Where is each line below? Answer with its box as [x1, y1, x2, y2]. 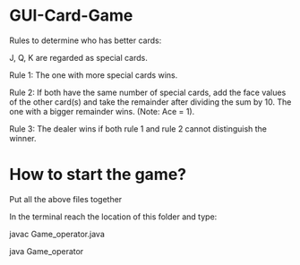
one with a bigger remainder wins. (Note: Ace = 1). [9, 106, 195, 116]
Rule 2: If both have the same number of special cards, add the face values [9, 87, 287, 98]
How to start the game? [9, 165, 186, 184]
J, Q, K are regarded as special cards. [9, 52, 148, 63]
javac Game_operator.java [9, 228, 105, 239]
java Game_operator [9, 245, 84, 256]
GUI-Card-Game [9, 5, 133, 26]
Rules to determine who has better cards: [9, 35, 162, 46]
